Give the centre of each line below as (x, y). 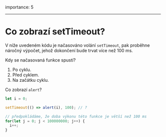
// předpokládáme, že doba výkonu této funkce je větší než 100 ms (76, 116)
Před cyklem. (26, 75)
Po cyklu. (22, 69)
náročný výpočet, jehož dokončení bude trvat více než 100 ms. (69, 50)
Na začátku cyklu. (31, 80)
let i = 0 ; (16, 99)
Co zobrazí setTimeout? (55, 32)
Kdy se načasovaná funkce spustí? (41, 60)
